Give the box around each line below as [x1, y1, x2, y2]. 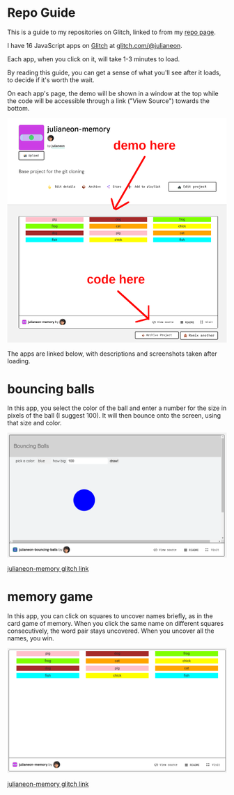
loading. [7, 356, 31, 365]
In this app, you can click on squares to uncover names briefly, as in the [7, 611, 214, 620]
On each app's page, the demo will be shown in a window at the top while [7, 89, 219, 97]
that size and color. [7, 419, 62, 427]
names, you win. [7, 633, 54, 642]
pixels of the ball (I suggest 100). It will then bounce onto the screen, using [7, 411, 221, 420]
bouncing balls [7, 381, 95, 397]
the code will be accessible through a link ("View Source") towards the [7, 96, 210, 105]
